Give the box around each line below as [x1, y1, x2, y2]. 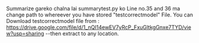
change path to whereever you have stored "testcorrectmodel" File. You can [6, 11, 194, 18]
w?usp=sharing [6, 30, 45, 37]
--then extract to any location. [45, 30, 119, 37]
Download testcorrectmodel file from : [6, 18, 99, 24]
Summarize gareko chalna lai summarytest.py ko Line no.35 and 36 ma [6, 5, 181, 12]
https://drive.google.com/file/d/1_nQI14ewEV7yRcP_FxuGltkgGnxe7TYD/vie [6, 24, 192, 31]
